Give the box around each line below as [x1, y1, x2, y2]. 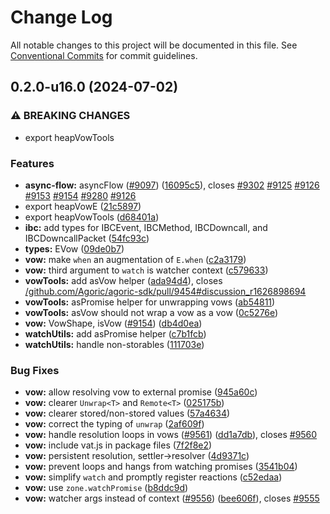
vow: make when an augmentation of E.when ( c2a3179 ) [24, 253, 247, 265]
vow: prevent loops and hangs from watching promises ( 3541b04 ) [24, 461, 298, 473]
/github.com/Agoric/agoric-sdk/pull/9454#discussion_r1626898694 [24, 285, 307, 297]
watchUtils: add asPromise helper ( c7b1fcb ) [24, 327, 207, 340]
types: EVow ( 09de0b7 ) [24, 242, 125, 255]
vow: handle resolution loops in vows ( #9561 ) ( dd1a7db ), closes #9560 [24, 429, 318, 441]
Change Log [10, 6, 113, 29]
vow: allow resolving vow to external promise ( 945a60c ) [24, 386, 258, 398]
